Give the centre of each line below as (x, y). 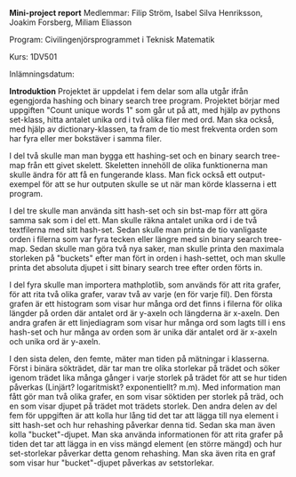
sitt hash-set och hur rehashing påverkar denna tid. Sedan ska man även (142, 425)
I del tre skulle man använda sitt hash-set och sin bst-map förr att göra (139, 211)
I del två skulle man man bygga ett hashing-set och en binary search (135, 156)
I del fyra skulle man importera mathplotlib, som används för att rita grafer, (145, 285)
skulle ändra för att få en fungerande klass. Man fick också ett (123, 174)
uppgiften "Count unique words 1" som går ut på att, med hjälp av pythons (145, 110)
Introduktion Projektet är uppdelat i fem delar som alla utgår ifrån (129, 91)
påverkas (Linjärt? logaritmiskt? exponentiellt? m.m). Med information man (145, 387)
